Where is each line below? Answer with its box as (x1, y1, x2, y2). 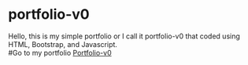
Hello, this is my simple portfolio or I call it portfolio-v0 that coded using (8, 31, 240, 41)
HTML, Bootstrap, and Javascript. (8, 39, 118, 49)
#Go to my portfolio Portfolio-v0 (8, 48, 112, 57)
